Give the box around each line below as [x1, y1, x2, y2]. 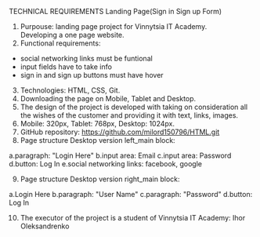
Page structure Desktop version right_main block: [20, 174, 180, 184]
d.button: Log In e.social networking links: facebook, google [9, 159, 203, 168]
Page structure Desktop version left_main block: [20, 136, 175, 144]
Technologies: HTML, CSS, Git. [20, 86, 121, 95]
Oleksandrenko [20, 221, 70, 231]
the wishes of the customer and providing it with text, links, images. [20, 111, 238, 120]
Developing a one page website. [20, 31, 125, 39]
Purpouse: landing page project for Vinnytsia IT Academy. [20, 22, 208, 31]
